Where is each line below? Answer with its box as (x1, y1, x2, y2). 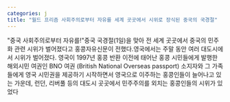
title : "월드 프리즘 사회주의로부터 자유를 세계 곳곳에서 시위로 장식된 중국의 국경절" (7, 16, 218, 23)
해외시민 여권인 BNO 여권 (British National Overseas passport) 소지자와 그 (7, 62, 211, 70)
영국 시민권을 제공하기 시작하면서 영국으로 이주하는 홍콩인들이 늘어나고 (25, 70, 215, 79)
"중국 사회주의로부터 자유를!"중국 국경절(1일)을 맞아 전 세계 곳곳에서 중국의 (7, 36, 207, 44)
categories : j (7, 10, 48, 17)
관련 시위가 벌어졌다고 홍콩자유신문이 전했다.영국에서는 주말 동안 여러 (14, 44, 200, 53)
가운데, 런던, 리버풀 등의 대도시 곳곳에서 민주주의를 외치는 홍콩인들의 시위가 (14, 79, 216, 87)
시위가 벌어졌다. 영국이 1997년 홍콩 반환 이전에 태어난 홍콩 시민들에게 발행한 (14, 53, 218, 62)
